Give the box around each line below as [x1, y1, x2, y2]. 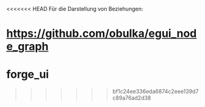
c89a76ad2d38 [112, 94, 151, 101]
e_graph [6, 40, 49, 54]
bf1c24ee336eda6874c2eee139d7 [112, 88, 199, 95]
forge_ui [6, 67, 49, 81]
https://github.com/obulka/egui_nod [6, 27, 197, 40]
